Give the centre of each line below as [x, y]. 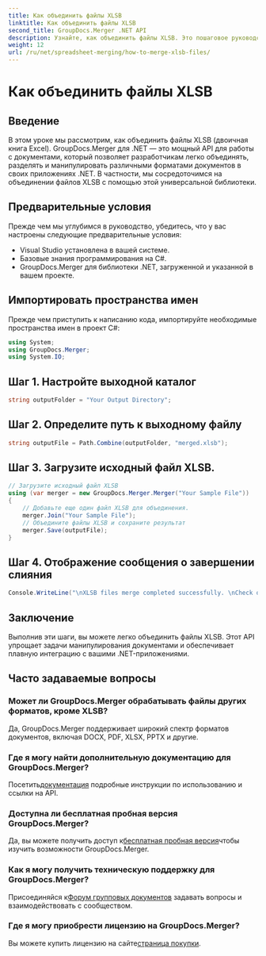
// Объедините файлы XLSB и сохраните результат [104, 523]
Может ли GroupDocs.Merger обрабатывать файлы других [127, 701]
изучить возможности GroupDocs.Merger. [79, 849]
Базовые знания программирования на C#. [93, 258]
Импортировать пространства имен [103, 300]
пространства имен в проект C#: [64, 328]
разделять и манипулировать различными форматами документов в [125, 165]
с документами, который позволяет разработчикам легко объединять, [129, 157]
